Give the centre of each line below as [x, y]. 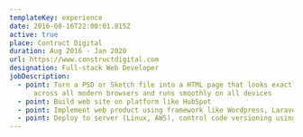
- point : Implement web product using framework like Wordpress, [143, 110]
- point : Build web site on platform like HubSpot [115, 101]
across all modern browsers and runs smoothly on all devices [152, 93]
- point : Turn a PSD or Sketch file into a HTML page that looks [143, 85]
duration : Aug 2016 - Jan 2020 [68, 51]
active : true [34, 34]
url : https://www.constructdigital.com [84, 59]
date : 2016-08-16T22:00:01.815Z [70, 26]
